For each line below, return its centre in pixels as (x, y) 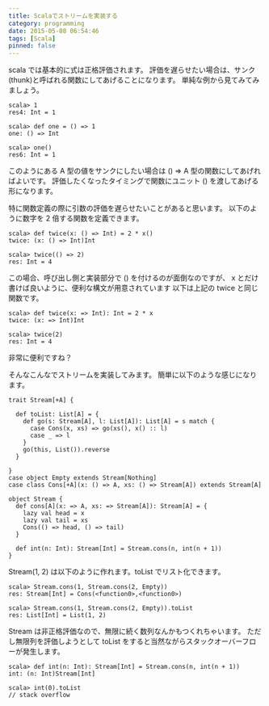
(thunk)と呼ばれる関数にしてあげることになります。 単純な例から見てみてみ (134, 80)
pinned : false (32, 46)
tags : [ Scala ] (32, 38)
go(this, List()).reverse (67, 450)
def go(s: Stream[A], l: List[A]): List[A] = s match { (119, 422)
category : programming (46, 23)
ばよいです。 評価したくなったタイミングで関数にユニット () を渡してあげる (134, 181)
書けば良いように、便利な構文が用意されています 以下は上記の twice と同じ (133, 288)
